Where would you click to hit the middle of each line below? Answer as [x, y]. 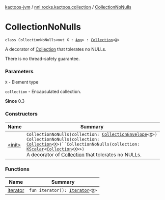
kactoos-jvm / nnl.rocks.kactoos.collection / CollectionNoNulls [68, 7]
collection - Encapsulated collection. [43, 92]
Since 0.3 [15, 101]
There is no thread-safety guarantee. [42, 58]
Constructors [21, 114]
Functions [17, 169]
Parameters [19, 71]
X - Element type [22, 82]
